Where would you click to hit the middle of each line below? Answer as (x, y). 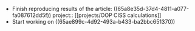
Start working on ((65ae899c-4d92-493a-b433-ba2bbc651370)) (94, 22)
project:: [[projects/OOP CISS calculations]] (107, 15)
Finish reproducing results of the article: (62, 9)
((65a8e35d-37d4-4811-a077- (151, 9)
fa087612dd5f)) (32, 15)
